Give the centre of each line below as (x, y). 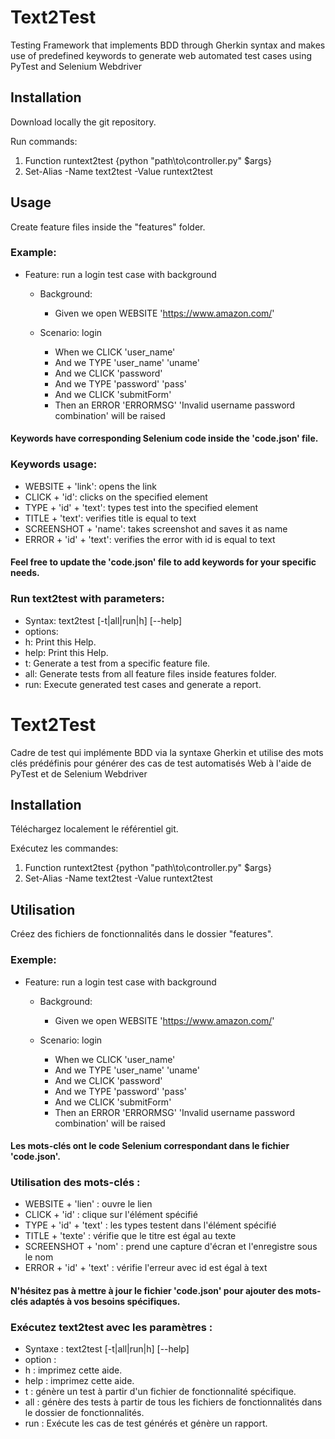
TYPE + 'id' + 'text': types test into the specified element (141, 507)
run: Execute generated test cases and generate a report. (143, 684)
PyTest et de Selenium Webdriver (79, 773)
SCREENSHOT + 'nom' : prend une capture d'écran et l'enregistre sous (171, 1247)
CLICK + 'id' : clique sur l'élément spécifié (111, 1215)
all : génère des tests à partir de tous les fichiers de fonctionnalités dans (173, 1402)
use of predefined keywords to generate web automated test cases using (161, 55)
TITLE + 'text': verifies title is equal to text (110, 518)
